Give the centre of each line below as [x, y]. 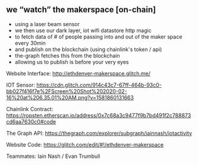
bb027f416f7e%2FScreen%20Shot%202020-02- [67, 91]
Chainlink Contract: [30, 109]
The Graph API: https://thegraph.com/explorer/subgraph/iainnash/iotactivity [99, 133]
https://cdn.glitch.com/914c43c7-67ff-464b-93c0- [99, 85]
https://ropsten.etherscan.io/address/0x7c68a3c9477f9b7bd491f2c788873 [99, 115]
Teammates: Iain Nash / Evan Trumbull [53, 156]
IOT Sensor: [21, 85]
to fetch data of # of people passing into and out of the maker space [98, 37]
